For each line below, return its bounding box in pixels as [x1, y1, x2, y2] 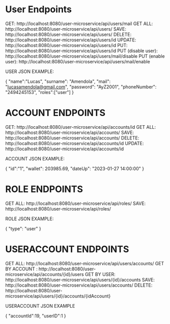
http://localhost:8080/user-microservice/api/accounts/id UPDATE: [5, 140, 144, 146]
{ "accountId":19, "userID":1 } [5, 313, 66, 319]
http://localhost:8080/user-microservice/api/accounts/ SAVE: [5, 129, 134, 135]
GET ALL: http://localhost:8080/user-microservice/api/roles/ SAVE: [5, 200, 146, 206]
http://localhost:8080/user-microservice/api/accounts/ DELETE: [5, 134, 139, 141]
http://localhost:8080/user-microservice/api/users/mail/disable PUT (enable [5, 53, 165, 59]
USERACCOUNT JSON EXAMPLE [5, 303, 75, 309]
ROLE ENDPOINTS [5, 183, 83, 195]
